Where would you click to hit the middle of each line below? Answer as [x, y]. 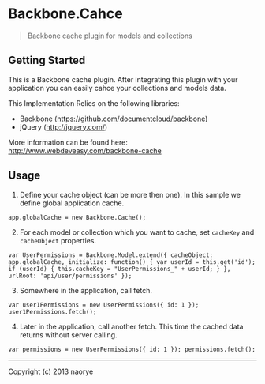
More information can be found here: [68, 142]
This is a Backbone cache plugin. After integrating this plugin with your [123, 79]
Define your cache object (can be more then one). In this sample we [130, 194]
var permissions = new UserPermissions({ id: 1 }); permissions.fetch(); [132, 349]
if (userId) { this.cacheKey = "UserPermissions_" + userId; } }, [119, 269]
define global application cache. [72, 203]
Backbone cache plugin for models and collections [110, 36]
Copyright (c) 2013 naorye [51, 371]
